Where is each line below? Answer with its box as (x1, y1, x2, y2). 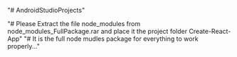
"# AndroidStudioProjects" (7, 6, 85, 14)
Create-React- (188, 27, 231, 35)
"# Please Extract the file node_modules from (7, 20, 141, 27)
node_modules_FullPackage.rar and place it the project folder (7, 27, 187, 35)
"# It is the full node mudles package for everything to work (23, 34, 199, 43)
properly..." (7, 42, 41, 50)
